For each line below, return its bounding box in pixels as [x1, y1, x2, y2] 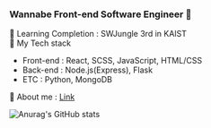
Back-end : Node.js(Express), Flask [22, 64, 154, 75]
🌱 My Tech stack [9, 38, 72, 48]
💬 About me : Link [9, 91, 75, 102]
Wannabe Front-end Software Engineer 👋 [9, 8, 192, 21]
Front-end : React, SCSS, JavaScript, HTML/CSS [22, 55, 203, 66]
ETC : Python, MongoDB [22, 74, 113, 85]
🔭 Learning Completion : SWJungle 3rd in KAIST [9, 29, 187, 39]
